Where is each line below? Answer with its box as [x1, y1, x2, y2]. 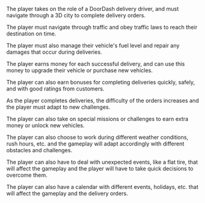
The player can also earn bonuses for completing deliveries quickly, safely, [6, 79, 195, 86]
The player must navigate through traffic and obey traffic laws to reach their [6, 24, 198, 31]
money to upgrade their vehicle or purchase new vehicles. [6, 67, 153, 74]
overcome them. [6, 171, 48, 179]
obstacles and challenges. [6, 147, 72, 153]
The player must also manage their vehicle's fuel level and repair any [6, 42, 180, 49]
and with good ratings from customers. [6, 85, 105, 92]
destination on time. [6, 30, 56, 37]
